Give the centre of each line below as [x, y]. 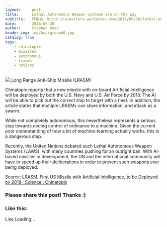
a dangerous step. [24, 136]
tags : [11, 42]
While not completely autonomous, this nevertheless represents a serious [80, 120]
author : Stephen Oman [32, 28]
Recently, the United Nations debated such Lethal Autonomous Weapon [79, 146]
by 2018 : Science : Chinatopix [36, 182]
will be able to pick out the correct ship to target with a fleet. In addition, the [83, 101]
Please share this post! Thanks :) [45, 195]
